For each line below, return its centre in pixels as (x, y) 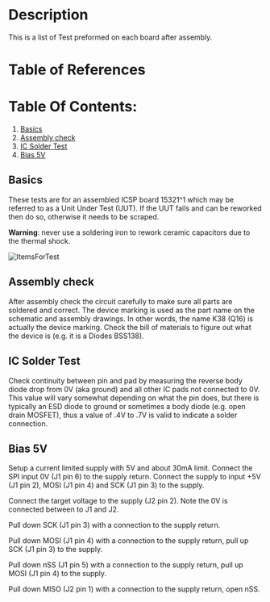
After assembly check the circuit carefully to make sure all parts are (120, 301)
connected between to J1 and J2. (64, 509)
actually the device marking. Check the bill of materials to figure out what (130, 327)
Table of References (77, 70)
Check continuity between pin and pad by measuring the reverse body (126, 380)
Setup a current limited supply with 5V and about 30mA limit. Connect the (131, 468)
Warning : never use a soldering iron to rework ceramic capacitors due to (129, 232)
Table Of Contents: (73, 107)
